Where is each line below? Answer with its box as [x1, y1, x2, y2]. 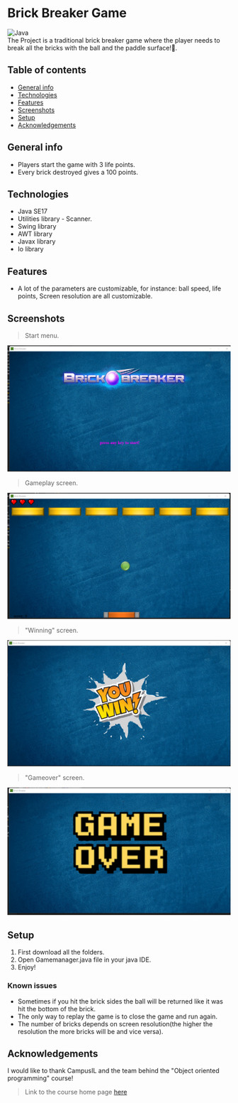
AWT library [17, 229, 53, 239]
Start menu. [24, 332, 59, 339]
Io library [17, 245, 44, 254]
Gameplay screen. [24, 479, 79, 487]
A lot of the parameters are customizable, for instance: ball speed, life [17, 284, 222, 293]
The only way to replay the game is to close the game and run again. [17, 1012, 218, 1021]
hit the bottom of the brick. [17, 1004, 96, 1013]
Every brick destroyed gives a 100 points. [17, 168, 139, 176]
